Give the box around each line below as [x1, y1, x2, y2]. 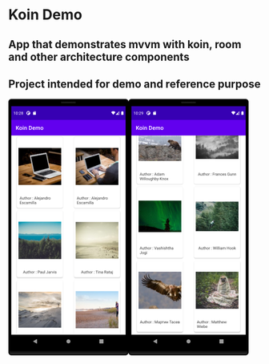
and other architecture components [8, 50, 190, 63]
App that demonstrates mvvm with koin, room [8, 38, 242, 51]
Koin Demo [8, 6, 82, 24]
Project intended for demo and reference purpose [8, 77, 261, 91]
